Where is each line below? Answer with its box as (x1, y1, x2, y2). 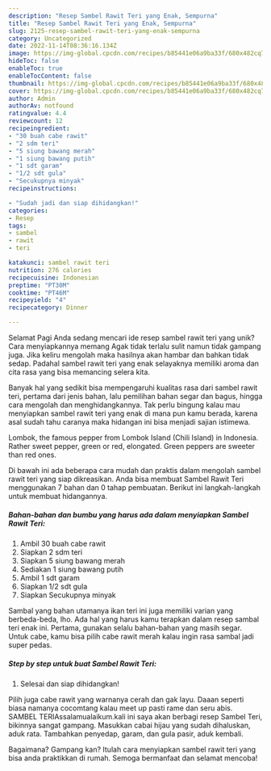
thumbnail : (8, 79, 45, 87)
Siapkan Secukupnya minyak (19, 590, 117, 600)
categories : (8, 207, 48, 215)
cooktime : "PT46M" (8, 288, 70, 297)
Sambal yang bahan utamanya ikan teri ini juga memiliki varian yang (8, 605, 234, 615)
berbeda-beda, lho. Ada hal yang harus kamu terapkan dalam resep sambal (8, 614, 260, 624)
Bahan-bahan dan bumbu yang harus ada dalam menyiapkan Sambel (8, 509, 248, 519)
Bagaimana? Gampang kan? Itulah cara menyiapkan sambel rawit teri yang (8, 744, 256, 754)
